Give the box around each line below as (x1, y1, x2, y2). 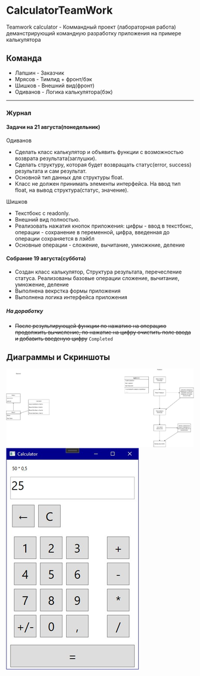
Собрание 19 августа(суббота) (6, 255, 86, 262)
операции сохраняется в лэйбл (14, 235, 95, 242)
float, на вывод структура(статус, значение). (14, 186, 129, 193)
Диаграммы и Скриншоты (6, 352, 110, 362)
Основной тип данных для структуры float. (14, 174, 124, 181)
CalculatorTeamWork (6, 4, 113, 17)
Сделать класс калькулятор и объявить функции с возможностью (14, 148, 184, 155)
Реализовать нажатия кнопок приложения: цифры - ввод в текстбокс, (14, 222, 193, 229)
